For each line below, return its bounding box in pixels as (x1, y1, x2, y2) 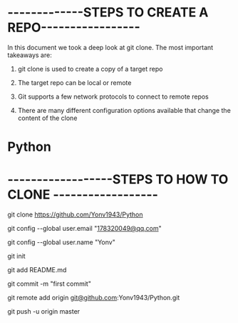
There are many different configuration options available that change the (17, 106, 232, 114)
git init (7, 252, 26, 261)
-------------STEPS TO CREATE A (7, 4, 209, 21)
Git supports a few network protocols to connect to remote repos (17, 92, 209, 101)
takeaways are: (7, 51, 52, 59)
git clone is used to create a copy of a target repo (17, 64, 163, 73)
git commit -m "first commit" (7, 279, 91, 288)
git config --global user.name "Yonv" (7, 238, 115, 247)
